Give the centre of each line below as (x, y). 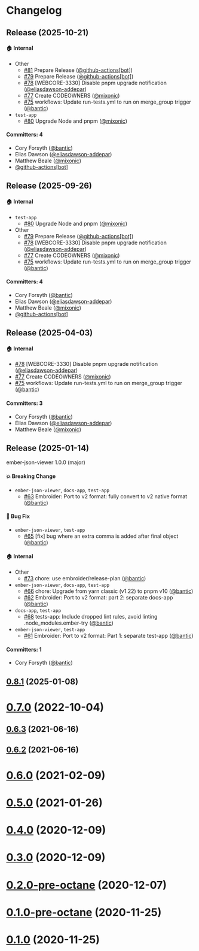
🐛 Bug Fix (18, 516)
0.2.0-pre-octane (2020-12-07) (87, 885)
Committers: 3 (25, 403)
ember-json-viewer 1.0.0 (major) (46, 462)
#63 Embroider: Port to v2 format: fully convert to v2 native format (105, 496)
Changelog (34, 10)
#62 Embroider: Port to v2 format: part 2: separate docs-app (98, 597)
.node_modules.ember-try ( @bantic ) (68, 623)
